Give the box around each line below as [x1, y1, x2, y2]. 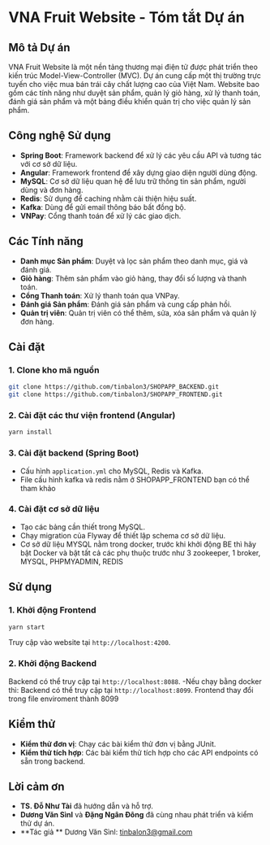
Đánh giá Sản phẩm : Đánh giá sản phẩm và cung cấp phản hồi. [19, 299, 233, 309]
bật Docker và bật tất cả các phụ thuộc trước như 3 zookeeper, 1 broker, [19, 547, 261, 557]
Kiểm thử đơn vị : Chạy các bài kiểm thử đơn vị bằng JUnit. [19, 738, 216, 748]
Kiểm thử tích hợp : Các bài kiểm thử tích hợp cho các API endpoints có [19, 747, 259, 757]
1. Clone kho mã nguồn [8, 364, 100, 376]
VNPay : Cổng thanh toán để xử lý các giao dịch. [19, 211, 182, 220]
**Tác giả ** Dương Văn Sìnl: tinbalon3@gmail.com [19, 827, 193, 837]
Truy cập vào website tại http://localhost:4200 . [8, 638, 171, 647]
